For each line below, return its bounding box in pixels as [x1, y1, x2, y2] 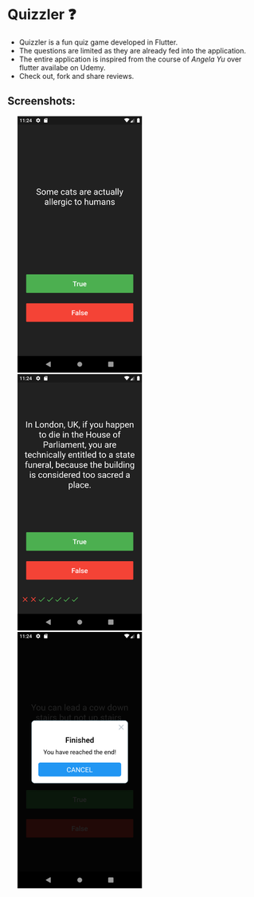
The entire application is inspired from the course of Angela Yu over [18, 54, 242, 64]
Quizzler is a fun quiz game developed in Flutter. [18, 37, 178, 47]
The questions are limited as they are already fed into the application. [18, 45, 247, 55]
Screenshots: [7, 94, 76, 108]
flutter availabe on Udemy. [18, 62, 106, 72]
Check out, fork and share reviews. [18, 71, 135, 81]
